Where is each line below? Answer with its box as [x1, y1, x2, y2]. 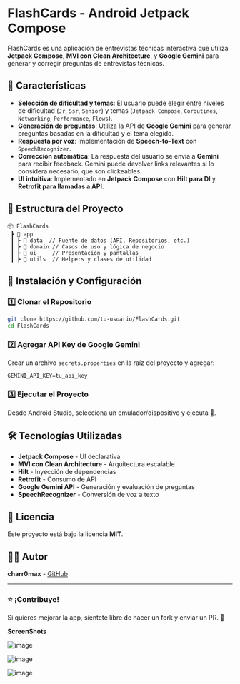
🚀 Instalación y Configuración [7, 275, 142, 287]
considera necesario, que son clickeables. [17, 166, 142, 176]
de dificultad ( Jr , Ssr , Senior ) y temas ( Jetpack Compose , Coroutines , [17, 106, 218, 115]
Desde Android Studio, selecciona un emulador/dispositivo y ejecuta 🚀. [7, 408, 216, 417]
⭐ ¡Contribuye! [7, 594, 59, 604]
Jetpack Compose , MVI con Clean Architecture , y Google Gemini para [7, 51, 219, 60]
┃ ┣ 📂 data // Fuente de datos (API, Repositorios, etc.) [10, 237, 191, 244]
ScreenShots [7, 627, 47, 636]
